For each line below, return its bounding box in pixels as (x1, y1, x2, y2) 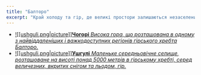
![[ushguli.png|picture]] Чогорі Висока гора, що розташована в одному (14, 30, 195, 37)
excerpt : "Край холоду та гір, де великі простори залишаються (6, 14, 167, 20)
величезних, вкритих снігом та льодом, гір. (14, 62, 127, 69)
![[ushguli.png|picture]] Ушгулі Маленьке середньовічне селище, (14, 49, 179, 57)
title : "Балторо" (6, 8, 50, 15)
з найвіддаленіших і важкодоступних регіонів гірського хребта (14, 37, 178, 44)
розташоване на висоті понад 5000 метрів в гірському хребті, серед (14, 56, 193, 63)
